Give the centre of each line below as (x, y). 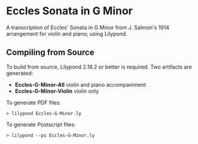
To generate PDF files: (33, 102)
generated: (20, 73)
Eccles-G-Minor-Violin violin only (57, 91)
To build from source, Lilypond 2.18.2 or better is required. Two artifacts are (99, 67)
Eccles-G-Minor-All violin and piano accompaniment (80, 84)
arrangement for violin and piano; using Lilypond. (67, 33)
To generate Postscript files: (41, 124)
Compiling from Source (50, 53)
